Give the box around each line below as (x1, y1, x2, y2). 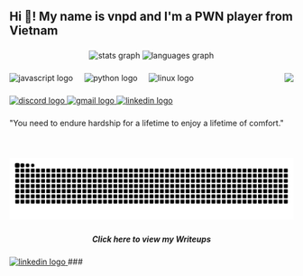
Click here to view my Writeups (91, 234, 212, 244)
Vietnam (9, 23, 59, 39)
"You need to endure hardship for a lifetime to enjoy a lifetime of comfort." (9, 118, 284, 129)
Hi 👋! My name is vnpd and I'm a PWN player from (9, 9, 293, 24)
